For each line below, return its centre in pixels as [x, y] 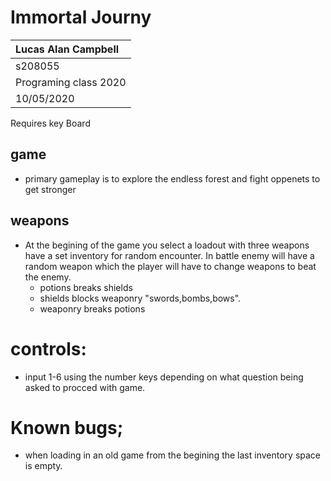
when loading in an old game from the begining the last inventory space [173, 455]
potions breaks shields [86, 287]
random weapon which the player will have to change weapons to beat [170, 266]
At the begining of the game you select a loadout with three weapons [167, 245]
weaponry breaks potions [92, 308]
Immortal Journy [81, 17]
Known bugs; [67, 427]
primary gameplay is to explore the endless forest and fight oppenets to [172, 178]
